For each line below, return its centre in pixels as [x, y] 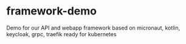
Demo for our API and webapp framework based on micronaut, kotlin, [93, 28]
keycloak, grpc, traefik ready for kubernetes [61, 34]
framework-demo [52, 11]
